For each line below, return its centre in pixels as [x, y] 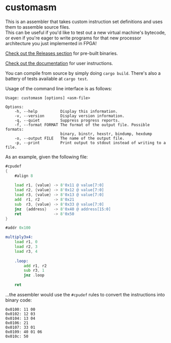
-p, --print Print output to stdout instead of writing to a [90, 143]
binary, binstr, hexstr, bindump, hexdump [106, 134]
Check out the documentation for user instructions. [59, 63]
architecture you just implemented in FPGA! [51, 43]
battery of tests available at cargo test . [47, 78]
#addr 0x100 [18, 228]
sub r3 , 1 [34, 271]
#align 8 [24, 176]
